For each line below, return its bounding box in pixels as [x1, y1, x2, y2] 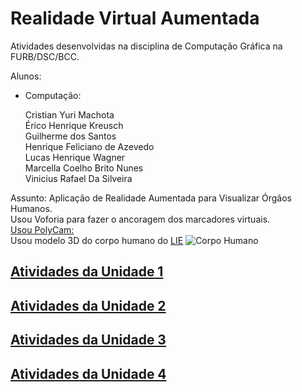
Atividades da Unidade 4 [10, 365, 167, 382]
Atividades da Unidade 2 [10, 297, 167, 314]
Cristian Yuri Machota [24, 108, 115, 121]
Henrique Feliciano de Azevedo [24, 140, 155, 152]
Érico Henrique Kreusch [24, 119, 124, 131]
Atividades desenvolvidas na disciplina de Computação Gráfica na [10, 40, 283, 52]
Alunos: [10, 70, 42, 82]
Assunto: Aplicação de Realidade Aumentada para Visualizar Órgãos [10, 192, 292, 204]
